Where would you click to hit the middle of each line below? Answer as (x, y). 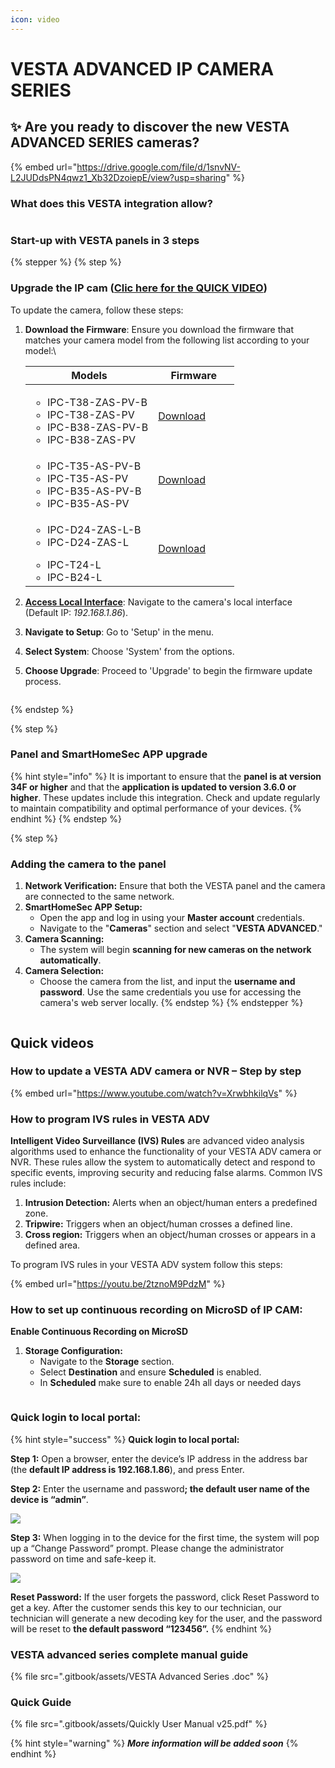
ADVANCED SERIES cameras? (105, 142)
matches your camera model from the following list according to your (167, 340)
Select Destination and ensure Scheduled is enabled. (150, 1372)
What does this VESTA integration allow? (111, 203)
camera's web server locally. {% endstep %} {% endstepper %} (171, 1003)
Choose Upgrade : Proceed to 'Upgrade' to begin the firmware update (168, 670)
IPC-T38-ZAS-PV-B (97, 402)
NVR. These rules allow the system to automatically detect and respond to (163, 1162)
